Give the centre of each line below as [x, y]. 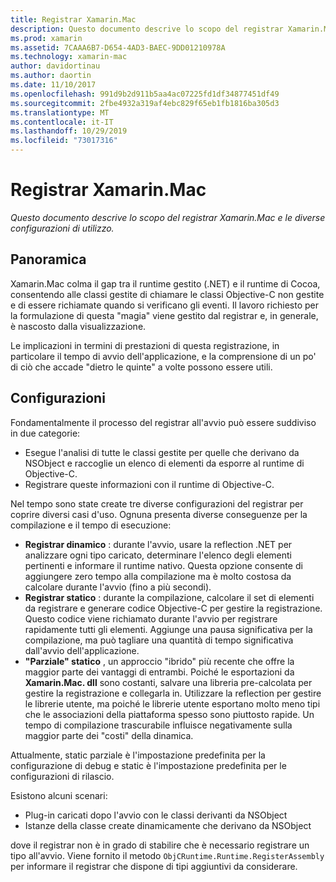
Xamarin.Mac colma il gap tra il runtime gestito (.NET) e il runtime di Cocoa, [165, 283]
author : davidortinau [55, 66]
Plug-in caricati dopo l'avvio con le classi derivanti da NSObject [156, 815]
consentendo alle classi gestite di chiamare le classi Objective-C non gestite [167, 294]
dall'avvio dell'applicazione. [82, 650]
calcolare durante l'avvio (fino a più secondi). [118, 587]
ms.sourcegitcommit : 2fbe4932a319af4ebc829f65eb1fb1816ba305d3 [145, 103]
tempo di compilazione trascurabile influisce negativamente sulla [158, 725]
